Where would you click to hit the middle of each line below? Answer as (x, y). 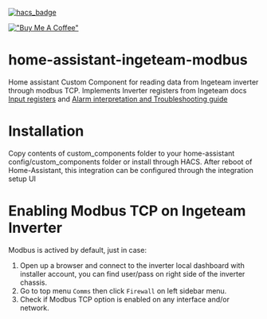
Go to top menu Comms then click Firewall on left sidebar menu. (123, 290)
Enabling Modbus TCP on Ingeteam (127, 211)
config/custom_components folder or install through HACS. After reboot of (130, 161)
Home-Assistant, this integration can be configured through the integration (131, 170)
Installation (46, 131)
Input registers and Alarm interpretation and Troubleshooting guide (118, 99)
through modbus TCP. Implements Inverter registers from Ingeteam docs (128, 90)
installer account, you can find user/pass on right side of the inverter (132, 274)
